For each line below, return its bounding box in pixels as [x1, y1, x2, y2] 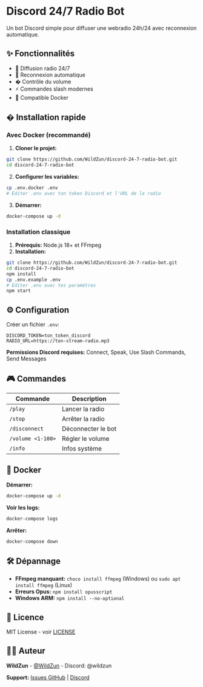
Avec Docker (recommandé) [6, 131, 91, 139]
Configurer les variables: [15, 173, 80, 181]
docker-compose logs [6, 516, 59, 522]
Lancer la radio [61, 404, 105, 413]
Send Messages [6, 355, 47, 362]
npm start [6, 288, 32, 294]
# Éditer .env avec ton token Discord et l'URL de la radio [6, 190, 162, 197]
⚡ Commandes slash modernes [15, 85, 94, 92]
